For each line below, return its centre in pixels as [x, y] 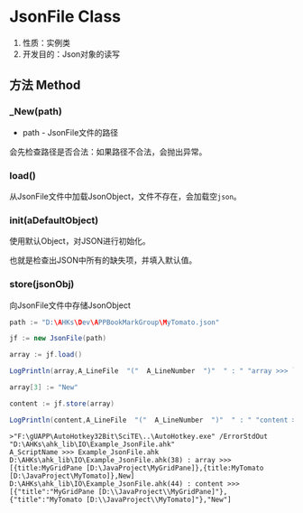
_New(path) [36, 112]
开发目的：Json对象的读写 [71, 54]
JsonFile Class [65, 17]
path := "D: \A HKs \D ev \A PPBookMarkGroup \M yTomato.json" [115, 322]
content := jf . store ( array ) [62, 404]
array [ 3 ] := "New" [44, 387]
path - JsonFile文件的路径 [70, 132]
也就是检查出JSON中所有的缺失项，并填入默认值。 [103, 260]
